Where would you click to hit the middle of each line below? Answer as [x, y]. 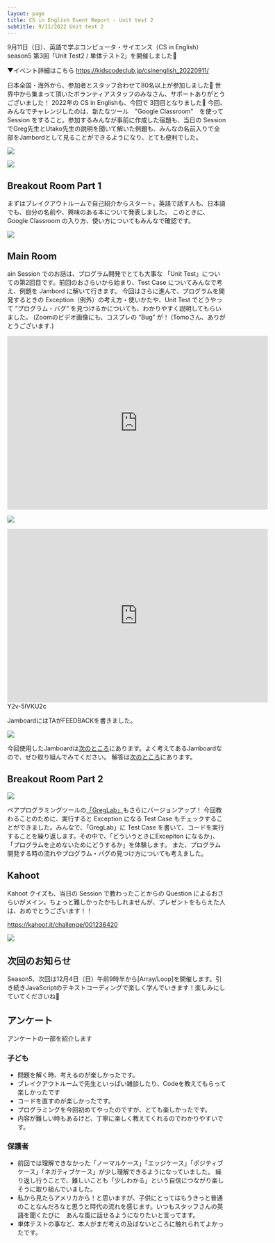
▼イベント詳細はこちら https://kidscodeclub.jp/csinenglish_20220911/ [108, 71]
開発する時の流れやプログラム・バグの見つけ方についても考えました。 [107, 853]
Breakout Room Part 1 [55, 186]
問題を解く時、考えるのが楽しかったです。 [78, 1075]
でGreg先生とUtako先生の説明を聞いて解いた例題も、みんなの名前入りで [111, 129]
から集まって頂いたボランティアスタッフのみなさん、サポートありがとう [122, 94]
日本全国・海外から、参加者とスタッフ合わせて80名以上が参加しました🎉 [110, 85]
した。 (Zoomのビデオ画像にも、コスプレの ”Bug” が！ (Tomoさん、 [110, 317]
